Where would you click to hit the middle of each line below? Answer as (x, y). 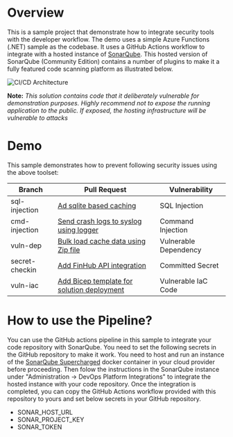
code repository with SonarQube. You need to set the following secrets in (112, 347)
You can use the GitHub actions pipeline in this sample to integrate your (109, 340)
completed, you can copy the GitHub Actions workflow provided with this (112, 391)
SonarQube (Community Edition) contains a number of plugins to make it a (113, 61)
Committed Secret (189, 265)
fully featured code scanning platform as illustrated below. (90, 69)
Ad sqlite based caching (97, 205)
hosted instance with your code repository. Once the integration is (102, 384)
